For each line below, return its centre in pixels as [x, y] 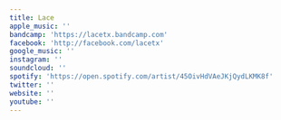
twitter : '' [32, 85]
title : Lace [32, 18]
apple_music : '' [40, 26]
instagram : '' [36, 60]
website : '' [32, 93]
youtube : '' [32, 102]
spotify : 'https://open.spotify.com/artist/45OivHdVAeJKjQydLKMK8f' [141, 77]
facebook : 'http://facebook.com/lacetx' [87, 43]
